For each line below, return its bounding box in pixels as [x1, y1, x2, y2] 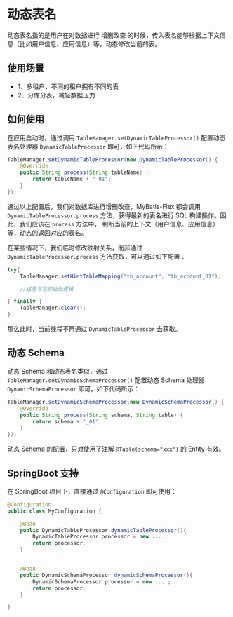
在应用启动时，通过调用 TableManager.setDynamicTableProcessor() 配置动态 [7, 133, 226, 142]
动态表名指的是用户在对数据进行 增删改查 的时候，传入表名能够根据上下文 [7, 31, 220, 39]
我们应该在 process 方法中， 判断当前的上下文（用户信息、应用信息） [19, 219, 219, 228]
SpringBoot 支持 [7, 467, 79, 479]
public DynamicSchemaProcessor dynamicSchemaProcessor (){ [20, 571, 193, 578]
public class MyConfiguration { [7, 508, 102, 515]
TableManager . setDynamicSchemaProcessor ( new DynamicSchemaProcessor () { [7, 398, 225, 405]
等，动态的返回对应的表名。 [7, 229, 88, 237]
